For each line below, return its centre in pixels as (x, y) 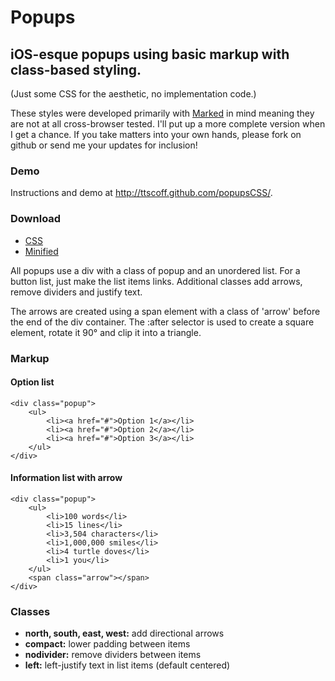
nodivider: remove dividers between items (113, 655)
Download (36, 219)
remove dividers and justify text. (76, 292)
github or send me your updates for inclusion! (104, 145)
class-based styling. (76, 69)
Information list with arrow (66, 478)
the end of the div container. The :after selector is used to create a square (162, 322)
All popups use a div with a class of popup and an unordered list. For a (155, 270)
